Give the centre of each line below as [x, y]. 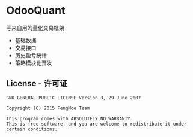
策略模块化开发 [33, 63]
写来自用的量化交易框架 [35, 28]
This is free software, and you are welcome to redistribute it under [96, 124]
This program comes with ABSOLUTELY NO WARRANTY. [70, 118]
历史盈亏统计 [31, 55]
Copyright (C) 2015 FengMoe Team [48, 108]
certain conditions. [32, 129]
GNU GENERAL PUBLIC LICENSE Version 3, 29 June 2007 [74, 98]
